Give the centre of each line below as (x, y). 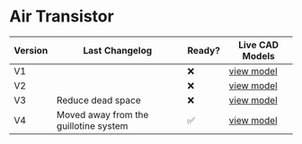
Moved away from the (103, 114)
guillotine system (93, 125)
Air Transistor (62, 17)
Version (31, 50)
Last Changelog (118, 50)
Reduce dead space (99, 100)
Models (259, 55)
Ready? (204, 50)
